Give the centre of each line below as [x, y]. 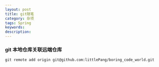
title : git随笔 [20, 14]
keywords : [15, 27]
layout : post [18, 9]
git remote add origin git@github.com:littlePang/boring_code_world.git [80, 60]
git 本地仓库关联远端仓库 [34, 50]
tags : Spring [18, 23]
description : [18, 32]
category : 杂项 [20, 18]
